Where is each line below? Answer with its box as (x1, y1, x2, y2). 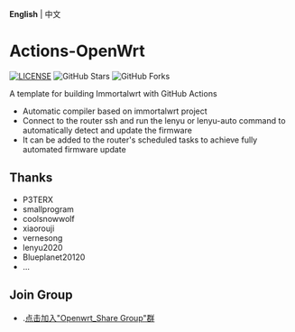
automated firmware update (22, 143, 126, 154)
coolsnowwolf (22, 213, 75, 224)
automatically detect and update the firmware (22, 124, 192, 135)
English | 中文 (9, 9, 61, 19)
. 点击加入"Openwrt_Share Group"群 (22, 312, 155, 323)
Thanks (9, 171, 53, 186)
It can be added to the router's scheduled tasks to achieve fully (22, 134, 258, 145)
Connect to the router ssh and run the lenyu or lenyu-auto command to (22, 115, 286, 125)
